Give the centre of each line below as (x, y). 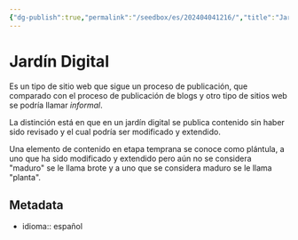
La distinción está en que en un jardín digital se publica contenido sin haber (147, 122)
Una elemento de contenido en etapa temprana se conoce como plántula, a (147, 148)
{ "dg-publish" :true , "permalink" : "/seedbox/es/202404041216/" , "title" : (142, 17)
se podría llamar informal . (56, 105)
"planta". (25, 177)
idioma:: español (52, 227)
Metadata (36, 205)
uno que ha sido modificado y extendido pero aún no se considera (130, 158)
